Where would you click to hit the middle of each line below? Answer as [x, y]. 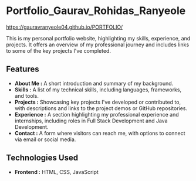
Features [23, 69]
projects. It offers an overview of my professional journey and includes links [98, 45]
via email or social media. [45, 139]
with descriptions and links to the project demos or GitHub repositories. [101, 108]
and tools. [27, 95]
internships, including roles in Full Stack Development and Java [91, 121]
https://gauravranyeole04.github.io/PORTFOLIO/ [65, 27]
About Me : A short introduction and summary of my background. [94, 83]
